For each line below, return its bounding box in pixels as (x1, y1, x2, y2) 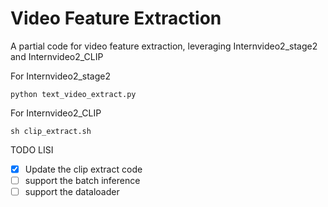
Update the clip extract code (24, 163, 143, 175)
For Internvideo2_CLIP (10, 107, 102, 119)
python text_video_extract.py (10, 89, 137, 99)
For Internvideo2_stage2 (10, 70, 112, 82)
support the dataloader (24, 186, 120, 198)
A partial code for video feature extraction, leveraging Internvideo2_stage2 (10, 40, 318, 52)
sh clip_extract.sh (10, 126, 92, 136)
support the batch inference (24, 175, 141, 186)
